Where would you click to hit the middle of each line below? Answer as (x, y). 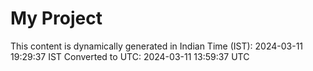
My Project (56, 18)
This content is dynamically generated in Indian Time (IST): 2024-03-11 (157, 46)
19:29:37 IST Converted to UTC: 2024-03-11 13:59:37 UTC (130, 56)
